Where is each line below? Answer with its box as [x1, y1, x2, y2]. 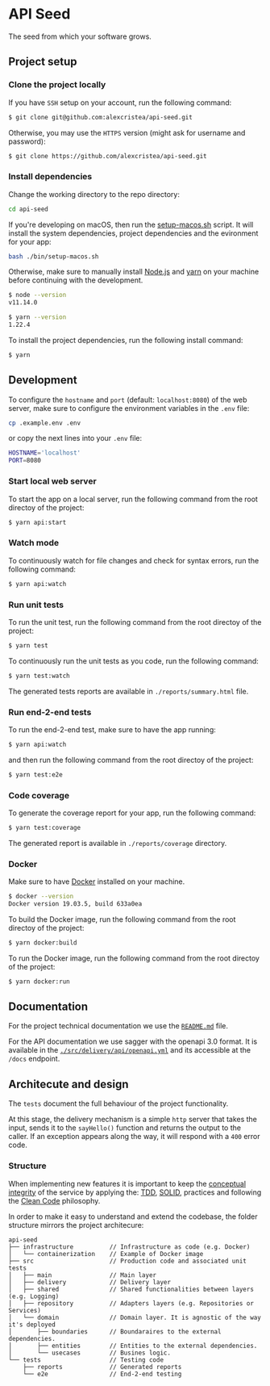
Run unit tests [8, 599, 64, 610]
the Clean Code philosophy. [8, 1195, 101, 1205]
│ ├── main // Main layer [8, 1271, 157, 1279]
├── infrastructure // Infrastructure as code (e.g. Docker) [8, 1242, 251, 1251]
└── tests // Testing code [8, 1355, 164, 1364]
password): [8, 136, 46, 146]
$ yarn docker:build [8, 938, 78, 947]
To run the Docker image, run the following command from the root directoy [8, 953, 260, 963]
